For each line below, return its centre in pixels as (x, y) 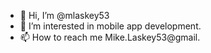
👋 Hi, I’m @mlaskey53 (64, 15)
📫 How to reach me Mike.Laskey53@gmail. (110, 37)
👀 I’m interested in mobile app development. (110, 26)
